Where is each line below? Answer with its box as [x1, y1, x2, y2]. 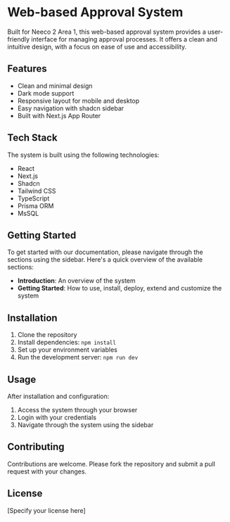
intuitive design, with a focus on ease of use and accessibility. [7, 42, 187, 51]
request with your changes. [7, 467, 87, 476]
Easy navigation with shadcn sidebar [17, 103, 124, 113]
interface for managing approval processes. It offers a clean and [31, 34, 218, 43]
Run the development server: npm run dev [17, 353, 139, 362]
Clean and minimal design [17, 82, 93, 90]
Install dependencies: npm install [17, 338, 116, 347]
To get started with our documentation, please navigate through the [7, 248, 203, 257]
